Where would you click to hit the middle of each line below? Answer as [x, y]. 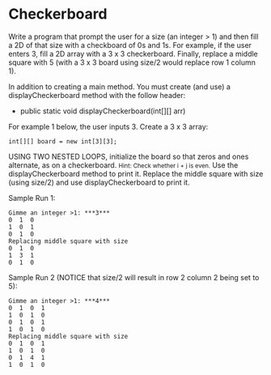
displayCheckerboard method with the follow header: [97, 95]
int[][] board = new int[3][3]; [63, 141]
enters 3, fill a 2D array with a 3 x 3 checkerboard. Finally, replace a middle [133, 53]
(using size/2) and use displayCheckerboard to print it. [99, 182]
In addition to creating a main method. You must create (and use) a [119, 87]
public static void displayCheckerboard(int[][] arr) [103, 111]
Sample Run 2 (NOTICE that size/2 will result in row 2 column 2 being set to [134, 277]
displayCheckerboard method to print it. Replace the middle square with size [136, 173]
